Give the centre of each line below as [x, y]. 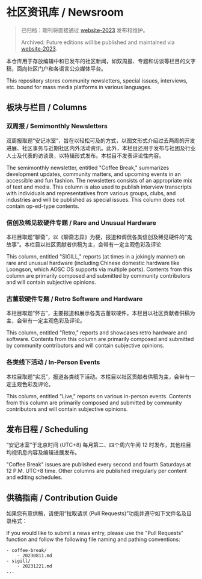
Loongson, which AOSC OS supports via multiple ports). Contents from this [99, 269]
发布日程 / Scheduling [47, 429]
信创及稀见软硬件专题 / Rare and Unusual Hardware [81, 222]
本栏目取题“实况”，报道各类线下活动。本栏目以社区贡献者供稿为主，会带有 [98, 377]
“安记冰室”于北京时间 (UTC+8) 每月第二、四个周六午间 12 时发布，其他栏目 [99, 445]
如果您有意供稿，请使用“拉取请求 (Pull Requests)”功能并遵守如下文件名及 [96, 513]
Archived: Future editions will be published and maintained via [98, 42]
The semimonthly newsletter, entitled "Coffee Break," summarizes [88, 167]
